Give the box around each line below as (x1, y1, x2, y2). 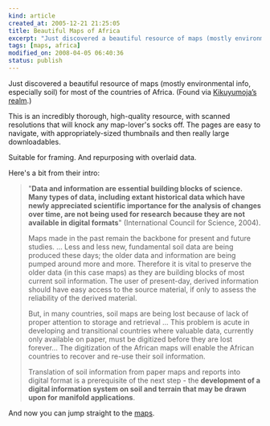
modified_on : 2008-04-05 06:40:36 (8, 49, 125, 57)
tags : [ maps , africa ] (8, 42, 81, 50)
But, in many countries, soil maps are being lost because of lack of (27, 309, 249, 318)
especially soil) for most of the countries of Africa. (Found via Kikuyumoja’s (8, 87, 257, 96)
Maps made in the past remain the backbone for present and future (27, 233, 252, 243)
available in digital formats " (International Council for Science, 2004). (27, 218, 261, 227)
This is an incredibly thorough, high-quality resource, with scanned (8, 111, 231, 121)
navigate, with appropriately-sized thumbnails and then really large (8, 128, 230, 137)
